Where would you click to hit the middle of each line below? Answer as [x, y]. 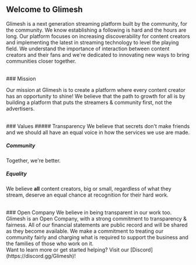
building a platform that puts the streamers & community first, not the [89, 102]
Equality [17, 174]
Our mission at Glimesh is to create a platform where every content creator [96, 90]
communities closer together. [41, 61]
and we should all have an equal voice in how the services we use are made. [98, 132]
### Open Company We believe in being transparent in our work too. [89, 212]
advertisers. [20, 108]
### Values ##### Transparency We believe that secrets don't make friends [98, 126]
